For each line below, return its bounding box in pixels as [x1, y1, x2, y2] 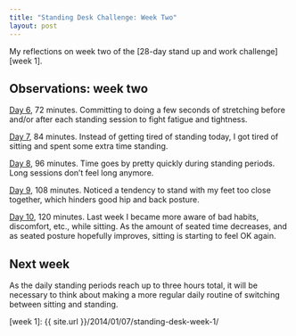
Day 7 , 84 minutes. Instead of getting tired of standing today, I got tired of [9, 131, 279, 143]
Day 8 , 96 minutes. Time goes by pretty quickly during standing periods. [9, 158, 275, 169]
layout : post [9, 21, 58, 30]
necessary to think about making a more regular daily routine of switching [9, 290, 281, 300]
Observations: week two [9, 81, 149, 96]
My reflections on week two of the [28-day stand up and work [9, 45, 238, 56]
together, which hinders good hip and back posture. [9, 194, 200, 205]
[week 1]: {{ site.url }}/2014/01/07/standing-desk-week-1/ [9, 316, 219, 327]
